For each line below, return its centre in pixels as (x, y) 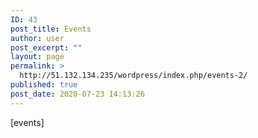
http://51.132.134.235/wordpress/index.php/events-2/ (133, 76)
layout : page (37, 57)
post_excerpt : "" (46, 47)
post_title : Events (51, 29)
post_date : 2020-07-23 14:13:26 (77, 94)
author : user (37, 38)
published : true (44, 85)
